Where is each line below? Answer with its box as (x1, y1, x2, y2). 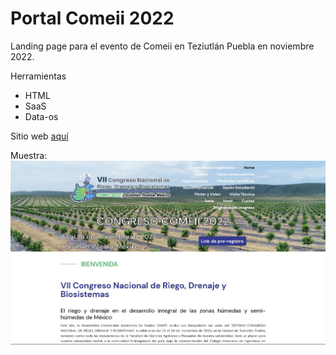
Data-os (24, 110, 59, 122)
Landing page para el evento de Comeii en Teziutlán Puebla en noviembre (10, 40, 315, 52)
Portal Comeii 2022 (10, 7, 175, 30)
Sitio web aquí (10, 130, 69, 142)
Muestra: (10, 149, 48, 161)
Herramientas (10, 70, 67, 82)
